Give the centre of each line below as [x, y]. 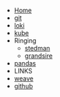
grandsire [38, 56]
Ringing [25, 41]
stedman [37, 48]
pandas [25, 63]
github [23, 86]
